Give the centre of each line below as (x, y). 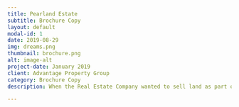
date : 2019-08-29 (33, 40)
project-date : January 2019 (49, 67)
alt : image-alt (30, 60)
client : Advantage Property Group (59, 73)
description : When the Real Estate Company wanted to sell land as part (117, 86)
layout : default (31, 27)
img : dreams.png (31, 47)
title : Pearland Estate (43, 14)
